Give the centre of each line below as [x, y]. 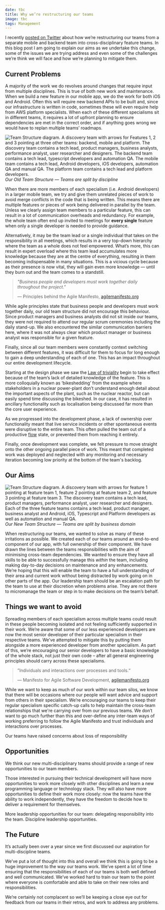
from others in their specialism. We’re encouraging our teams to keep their [81, 700]
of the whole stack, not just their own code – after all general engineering [79, 656]
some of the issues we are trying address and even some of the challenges [81, 53]
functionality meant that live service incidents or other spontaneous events [81, 424]
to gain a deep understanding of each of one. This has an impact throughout [82, 358]
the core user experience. [31, 409]
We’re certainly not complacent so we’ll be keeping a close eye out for [76, 897]
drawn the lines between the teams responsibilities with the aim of [72, 549]
